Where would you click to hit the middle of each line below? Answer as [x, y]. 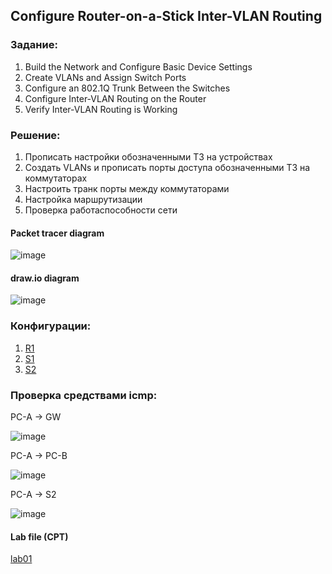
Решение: [35, 135]
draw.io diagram [45, 278]
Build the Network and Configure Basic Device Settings [138, 66]
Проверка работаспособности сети [101, 210]
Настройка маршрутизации [83, 199]
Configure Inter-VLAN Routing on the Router [115, 98]
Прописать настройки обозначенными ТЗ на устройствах [148, 156]
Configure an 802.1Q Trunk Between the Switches [127, 88]
